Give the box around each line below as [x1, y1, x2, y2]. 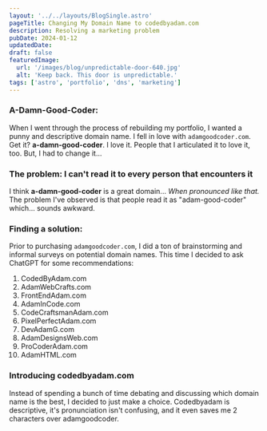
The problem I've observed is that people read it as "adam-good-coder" [9, 195, 247, 204]
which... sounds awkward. [9, 204, 95, 213]
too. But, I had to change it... [9, 148, 102, 158]
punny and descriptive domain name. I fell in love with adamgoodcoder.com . [9, 131, 251, 140]
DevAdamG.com [20, 325, 75, 334]
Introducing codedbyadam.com [9, 370, 135, 382]
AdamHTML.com [20, 350, 77, 360]
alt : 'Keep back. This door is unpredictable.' [16, 71, 178, 79]
